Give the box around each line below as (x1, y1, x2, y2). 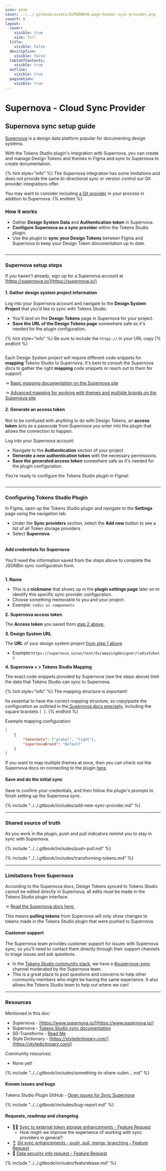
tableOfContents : (9, 58, 45, 63)
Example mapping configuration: (5, 718, 72, 724)
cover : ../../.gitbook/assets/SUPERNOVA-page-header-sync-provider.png (5, 12, 156, 17)
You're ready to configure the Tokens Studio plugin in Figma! (5, 472, 129, 478)
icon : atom (5, 7, 28, 12)
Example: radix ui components (12, 602, 75, 608)
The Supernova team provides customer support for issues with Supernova (5, 940, 159, 947)
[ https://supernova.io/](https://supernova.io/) (5, 278, 97, 284)
